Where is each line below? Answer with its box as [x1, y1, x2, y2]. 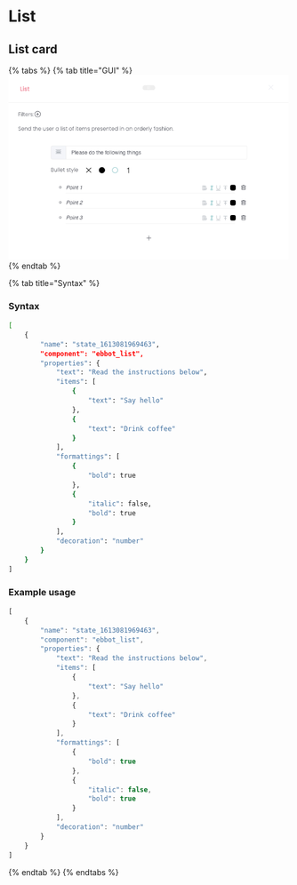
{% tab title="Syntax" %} [8, 277, 100, 288]
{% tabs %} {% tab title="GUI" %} [8, 65, 133, 76]
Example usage [8, 586, 76, 598]
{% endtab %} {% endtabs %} [8, 866, 119, 877]
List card [8, 42, 59, 57]
